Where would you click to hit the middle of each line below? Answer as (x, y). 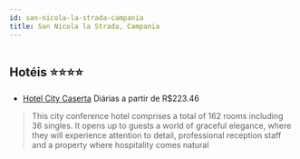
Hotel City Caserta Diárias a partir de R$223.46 (111, 99)
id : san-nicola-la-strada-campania (77, 18)
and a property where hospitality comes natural (120, 145)
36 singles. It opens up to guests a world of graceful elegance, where (161, 126)
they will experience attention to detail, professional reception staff (156, 135)
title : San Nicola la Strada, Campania (85, 26)
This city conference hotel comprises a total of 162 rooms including (157, 116)
